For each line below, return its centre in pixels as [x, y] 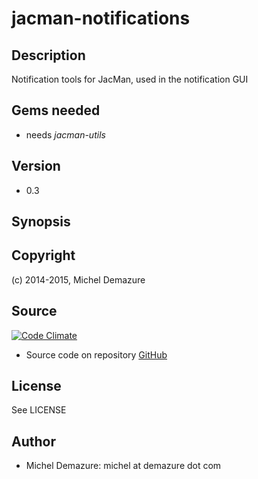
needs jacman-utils [65, 134]
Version [36, 166]
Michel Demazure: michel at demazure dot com [123, 466]
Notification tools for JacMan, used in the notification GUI [130, 79]
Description [48, 55]
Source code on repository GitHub [96, 354]
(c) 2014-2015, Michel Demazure [78, 279]
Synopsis [41, 222]
